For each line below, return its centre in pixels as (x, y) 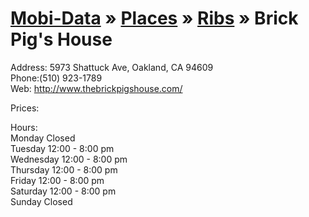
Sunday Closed (41, 201)
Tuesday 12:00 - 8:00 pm (62, 148)
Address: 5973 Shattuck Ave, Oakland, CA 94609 (112, 67)
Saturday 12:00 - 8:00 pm (63, 191)
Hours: (24, 127)
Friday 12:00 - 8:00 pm (57, 180)
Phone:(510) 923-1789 (56, 78)
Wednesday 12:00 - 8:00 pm (69, 159)
